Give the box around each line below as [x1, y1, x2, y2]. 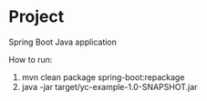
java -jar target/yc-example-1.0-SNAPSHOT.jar [21, 81, 198, 92]
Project [8, 6, 65, 27]
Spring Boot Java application [8, 36, 118, 47]
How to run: [8, 54, 53, 65]
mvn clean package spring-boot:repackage [21, 71, 185, 83]
